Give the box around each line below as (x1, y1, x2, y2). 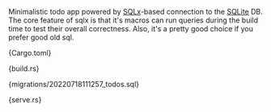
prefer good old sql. (8, 32, 74, 42)
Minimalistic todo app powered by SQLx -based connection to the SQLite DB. (8, 7, 263, 16)
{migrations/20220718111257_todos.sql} (8, 80, 140, 89)
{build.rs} (8, 64, 40, 73)
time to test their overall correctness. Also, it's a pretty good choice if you (8, 24, 253, 33)
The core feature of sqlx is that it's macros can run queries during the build (8, 15, 259, 25)
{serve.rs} (8, 95, 42, 104)
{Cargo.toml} (8, 48, 52, 57)
